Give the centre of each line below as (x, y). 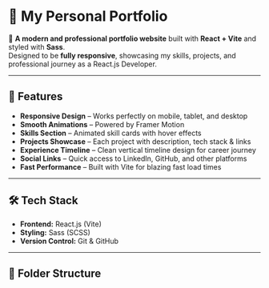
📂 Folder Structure (55, 273)
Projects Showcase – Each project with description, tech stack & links (135, 141)
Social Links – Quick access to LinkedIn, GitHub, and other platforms (133, 158)
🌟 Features (36, 96)
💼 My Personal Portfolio (88, 16)
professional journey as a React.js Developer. (83, 64)
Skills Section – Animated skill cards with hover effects (110, 133)
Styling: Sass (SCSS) (55, 232)
